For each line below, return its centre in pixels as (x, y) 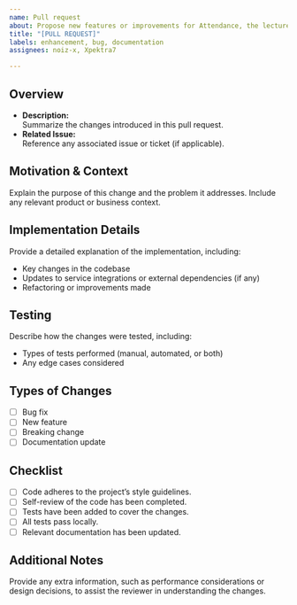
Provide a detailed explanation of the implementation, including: (125, 251)
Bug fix (35, 412)
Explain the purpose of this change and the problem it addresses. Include (143, 192)
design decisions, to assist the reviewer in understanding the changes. (138, 591)
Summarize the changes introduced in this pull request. (122, 124)
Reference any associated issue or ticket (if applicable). (123, 143)
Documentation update (64, 442)
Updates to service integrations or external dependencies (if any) (141, 278)
